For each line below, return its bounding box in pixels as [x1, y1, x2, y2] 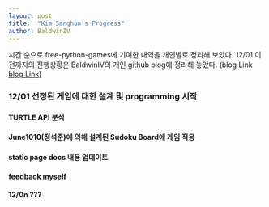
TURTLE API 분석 [8, 112, 65, 122]
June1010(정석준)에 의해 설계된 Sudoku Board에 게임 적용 [8, 133, 195, 142]
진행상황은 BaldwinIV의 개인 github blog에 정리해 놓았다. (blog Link [36, 60, 253, 70]
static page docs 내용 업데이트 [8, 153, 109, 163]
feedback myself [8, 171, 67, 181]
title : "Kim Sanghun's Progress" [8, 19, 126, 27]
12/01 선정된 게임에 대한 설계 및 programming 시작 [8, 91, 198, 102]
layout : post [8, 11, 53, 20]
